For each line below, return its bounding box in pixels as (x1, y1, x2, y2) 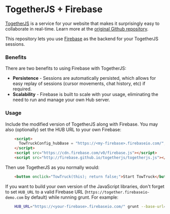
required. (12, 86, 32, 92)
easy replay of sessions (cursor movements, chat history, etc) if (12, 80, 146, 87)
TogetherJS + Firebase (5, 4, 103, 15)
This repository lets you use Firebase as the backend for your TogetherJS (5, 36, 158, 42)
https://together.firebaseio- (86, 190, 150, 195)
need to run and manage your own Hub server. (12, 97, 110, 103)
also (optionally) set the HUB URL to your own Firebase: (5, 126, 121, 133)
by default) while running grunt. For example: (24, 194, 119, 200)
